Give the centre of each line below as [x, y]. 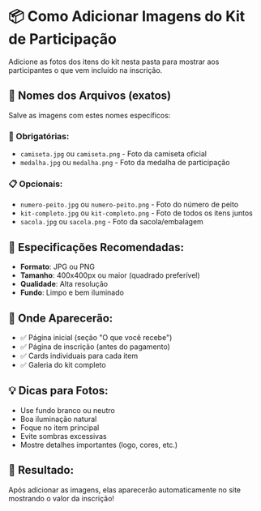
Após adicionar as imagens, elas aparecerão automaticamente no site [125, 490]
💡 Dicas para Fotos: [58, 391]
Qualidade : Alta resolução [64, 284]
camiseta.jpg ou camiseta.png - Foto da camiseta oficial [113, 154]
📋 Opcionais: [36, 184]
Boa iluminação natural [58, 419]
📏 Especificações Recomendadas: [96, 247]
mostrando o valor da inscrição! [62, 498]
